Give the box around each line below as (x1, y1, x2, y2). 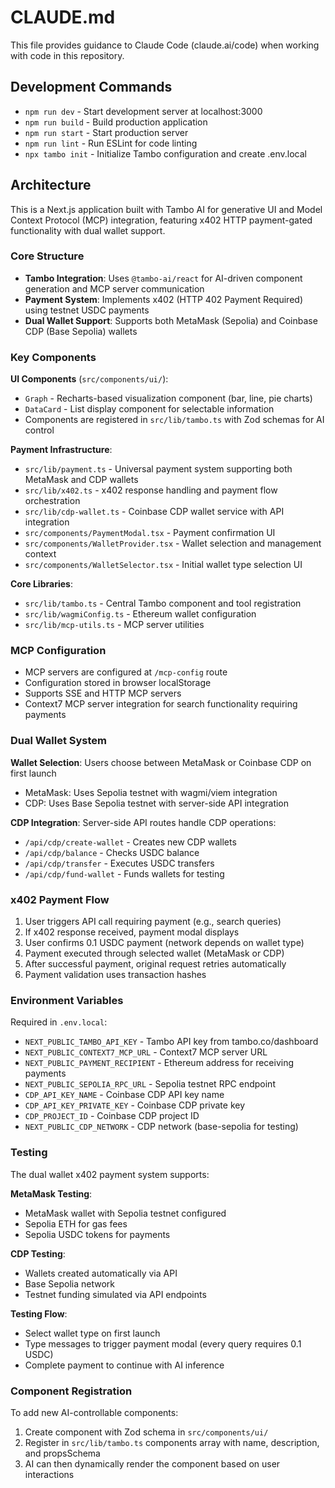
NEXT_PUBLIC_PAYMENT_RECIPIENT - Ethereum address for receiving (24, 1057, 294, 1069)
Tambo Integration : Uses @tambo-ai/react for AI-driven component (24, 272, 303, 284)
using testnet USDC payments (24, 304, 150, 316)
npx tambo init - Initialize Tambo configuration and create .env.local (24, 147, 307, 160)
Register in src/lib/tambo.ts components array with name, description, (24, 1436, 320, 1448)
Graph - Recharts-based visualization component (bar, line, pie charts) (24, 392, 313, 405)
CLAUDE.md (10, 6, 116, 29)
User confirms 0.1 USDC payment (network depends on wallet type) (24, 937, 305, 949)
